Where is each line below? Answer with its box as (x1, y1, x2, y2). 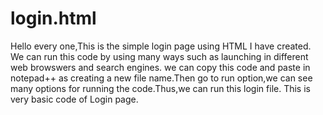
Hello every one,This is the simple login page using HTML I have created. (10, 40, 312, 52)
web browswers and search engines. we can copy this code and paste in (10, 61, 311, 73)
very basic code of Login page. (10, 93, 139, 105)
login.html (10, 7, 97, 30)
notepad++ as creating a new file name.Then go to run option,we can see (10, 72, 313, 84)
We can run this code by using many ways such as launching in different (10, 50, 309, 62)
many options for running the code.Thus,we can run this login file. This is (10, 82, 311, 94)
